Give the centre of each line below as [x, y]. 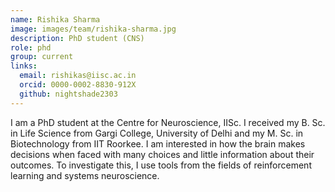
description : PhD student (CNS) [77, 38]
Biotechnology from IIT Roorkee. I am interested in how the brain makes [158, 143]
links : [24, 66]
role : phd [31, 47]
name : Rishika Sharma [55, 19]
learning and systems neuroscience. [85, 175]
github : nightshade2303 [68, 94]
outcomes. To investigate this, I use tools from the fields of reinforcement [161, 165]
